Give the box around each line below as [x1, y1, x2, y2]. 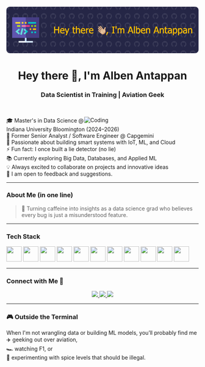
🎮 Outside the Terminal [6, 313, 78, 321]
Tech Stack [6, 232, 41, 241]
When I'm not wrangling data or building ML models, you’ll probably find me [6, 329, 197, 336]
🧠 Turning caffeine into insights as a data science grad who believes [21, 205, 193, 212]
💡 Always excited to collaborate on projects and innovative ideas [6, 163, 169, 171]
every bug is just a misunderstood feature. [21, 211, 128, 218]
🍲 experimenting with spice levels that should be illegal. [6, 354, 146, 361]
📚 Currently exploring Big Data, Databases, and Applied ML [6, 154, 157, 162]
